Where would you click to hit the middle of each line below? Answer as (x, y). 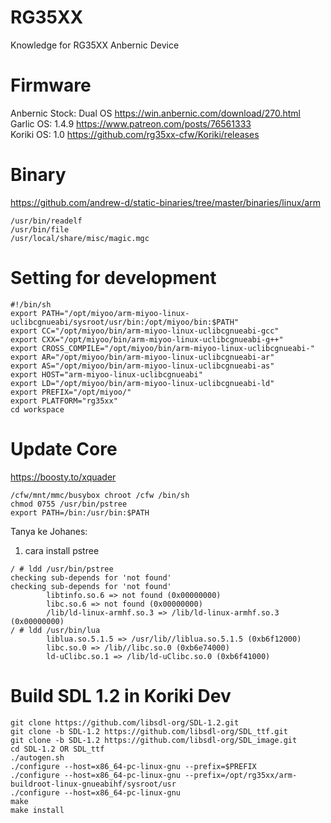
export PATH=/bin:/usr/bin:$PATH (80, 512)
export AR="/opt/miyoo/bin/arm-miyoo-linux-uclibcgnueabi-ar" (142, 357)
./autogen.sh (37, 757)
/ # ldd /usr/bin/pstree (62, 569)
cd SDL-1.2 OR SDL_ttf (57, 749)
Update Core (64, 448)
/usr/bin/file (40, 229)
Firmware (51, 85)
